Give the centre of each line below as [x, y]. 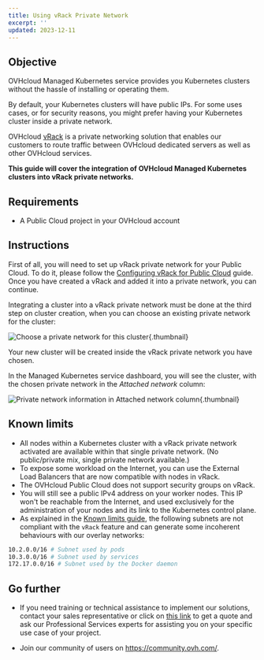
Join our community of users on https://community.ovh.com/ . [119, 648]
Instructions [39, 245]
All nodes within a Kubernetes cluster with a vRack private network [128, 443]
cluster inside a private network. [60, 121]
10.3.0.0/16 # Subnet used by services [74, 557]
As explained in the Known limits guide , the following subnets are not [132, 518]
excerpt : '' [28, 23]
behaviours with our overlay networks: [82, 535]
